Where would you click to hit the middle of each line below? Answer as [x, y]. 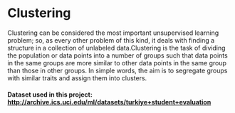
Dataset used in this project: [50, 95]
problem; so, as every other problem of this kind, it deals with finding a [111, 40]
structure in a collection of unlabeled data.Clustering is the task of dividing [116, 48]
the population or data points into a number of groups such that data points [117, 55]
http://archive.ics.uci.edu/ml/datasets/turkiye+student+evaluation [109, 102]
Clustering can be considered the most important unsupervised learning [113, 33]
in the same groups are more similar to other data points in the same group [117, 63]
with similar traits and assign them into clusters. [77, 78]
